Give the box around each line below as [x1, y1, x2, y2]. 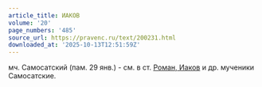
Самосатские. [8, 71, 57, 81]
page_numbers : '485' [8, 26, 77, 34]
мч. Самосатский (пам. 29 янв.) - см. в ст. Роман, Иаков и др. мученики [8, 62, 255, 72]
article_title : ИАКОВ [8, 11, 80, 20]
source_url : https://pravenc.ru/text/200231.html [8, 33, 177, 42]
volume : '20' [8, 19, 52, 27]
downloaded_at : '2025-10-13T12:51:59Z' [8, 41, 141, 49]
